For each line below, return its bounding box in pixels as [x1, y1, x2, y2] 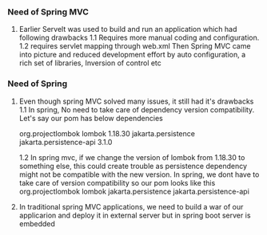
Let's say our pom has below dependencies [18, 113, 163, 123]
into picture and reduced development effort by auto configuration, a [18, 50, 246, 60]
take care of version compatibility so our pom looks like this [18, 178, 216, 187]
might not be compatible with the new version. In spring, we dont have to [18, 170, 260, 179]
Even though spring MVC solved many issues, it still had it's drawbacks [18, 96, 254, 106]
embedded [18, 218, 55, 229]
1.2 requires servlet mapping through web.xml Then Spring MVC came [18, 41, 251, 51]
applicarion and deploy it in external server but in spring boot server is [18, 210, 251, 220]
